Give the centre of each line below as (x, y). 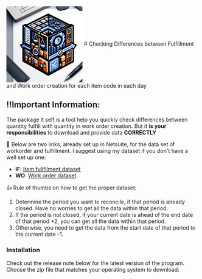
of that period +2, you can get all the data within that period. (90, 221)
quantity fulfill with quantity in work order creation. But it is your (86, 126)
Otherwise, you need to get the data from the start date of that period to (105, 227)
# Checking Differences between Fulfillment (139, 44)
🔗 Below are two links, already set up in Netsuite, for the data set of (91, 144)
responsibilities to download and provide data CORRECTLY (81, 132)
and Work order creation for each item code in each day (77, 86)
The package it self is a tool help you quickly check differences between (97, 119)
